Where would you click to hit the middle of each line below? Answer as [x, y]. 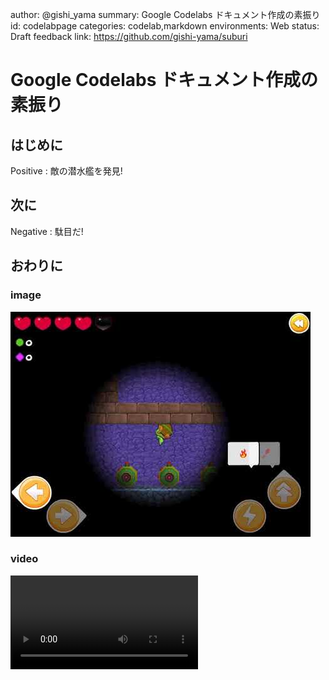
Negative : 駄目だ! [47, 231]
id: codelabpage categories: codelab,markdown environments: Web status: [165, 26]
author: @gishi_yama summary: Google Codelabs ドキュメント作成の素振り [165, 14]
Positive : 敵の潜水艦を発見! [66, 171]
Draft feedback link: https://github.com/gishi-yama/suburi [129, 36]
